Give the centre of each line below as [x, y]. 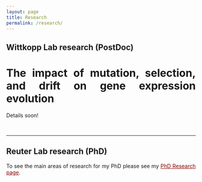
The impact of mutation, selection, [101, 73]
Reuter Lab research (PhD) [57, 152]
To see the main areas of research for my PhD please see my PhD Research [101, 166]
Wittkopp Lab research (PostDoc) [70, 47]
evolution [30, 98]
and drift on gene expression [101, 86]
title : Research [26, 17]
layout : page [23, 12]
